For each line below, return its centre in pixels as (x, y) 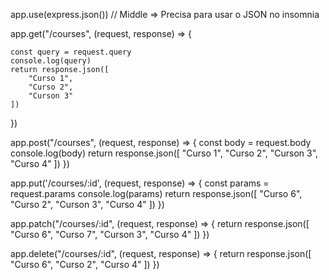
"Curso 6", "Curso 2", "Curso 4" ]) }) (85, 264)
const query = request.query (71, 52)
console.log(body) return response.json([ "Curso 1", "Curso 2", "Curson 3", (164, 153)
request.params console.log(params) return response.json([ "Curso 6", (156, 193)
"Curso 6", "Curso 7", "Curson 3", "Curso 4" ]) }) (110, 234)
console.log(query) (51, 61)
